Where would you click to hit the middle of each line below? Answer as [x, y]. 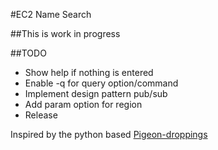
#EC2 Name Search [51, 14]
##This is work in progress [65, 33]
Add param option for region [83, 104]
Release [41, 115]
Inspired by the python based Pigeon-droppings [109, 134]
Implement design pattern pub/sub [96, 93]
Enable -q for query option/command [101, 83]
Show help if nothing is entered [89, 72]
